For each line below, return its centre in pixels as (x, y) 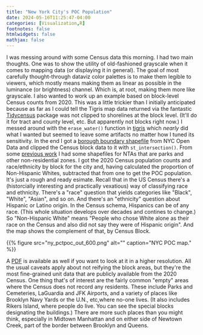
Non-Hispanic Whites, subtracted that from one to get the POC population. (99, 173)
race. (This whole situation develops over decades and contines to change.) (101, 212)
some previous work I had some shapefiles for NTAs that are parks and (95, 154)
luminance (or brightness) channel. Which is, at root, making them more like (101, 89)
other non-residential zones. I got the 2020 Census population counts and (99, 160)
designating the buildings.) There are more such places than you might (95, 312)
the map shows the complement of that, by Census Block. (78, 231)
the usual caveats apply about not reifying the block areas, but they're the (98, 267)
